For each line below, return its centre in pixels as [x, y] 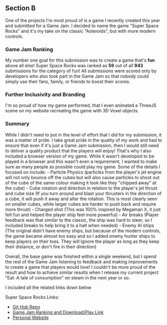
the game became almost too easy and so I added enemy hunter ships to [80, 236]
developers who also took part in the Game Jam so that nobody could [77, 76]
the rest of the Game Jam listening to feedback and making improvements [81, 262]
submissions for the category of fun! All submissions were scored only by [81, 71]
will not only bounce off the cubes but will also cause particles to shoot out [82, 177]
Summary [17, 124]
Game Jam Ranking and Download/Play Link [58, 312]
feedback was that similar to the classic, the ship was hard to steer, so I [79, 220]
